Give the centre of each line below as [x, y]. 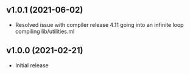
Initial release [32, 65]
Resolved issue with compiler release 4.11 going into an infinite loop [99, 24]
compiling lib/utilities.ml [45, 31]
